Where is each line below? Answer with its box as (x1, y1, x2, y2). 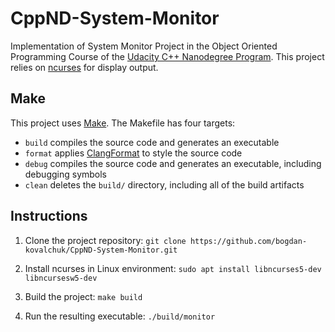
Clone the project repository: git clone (24, 234, 187, 246)
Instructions (10, 208, 88, 225)
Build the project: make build (24, 290, 143, 302)
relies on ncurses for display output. (10, 61, 159, 73)
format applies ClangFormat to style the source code (24, 147, 243, 159)
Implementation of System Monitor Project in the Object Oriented (10, 40, 278, 52)
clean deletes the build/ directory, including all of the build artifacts (24, 178, 305, 191)
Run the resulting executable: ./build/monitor (24, 310, 216, 322)
